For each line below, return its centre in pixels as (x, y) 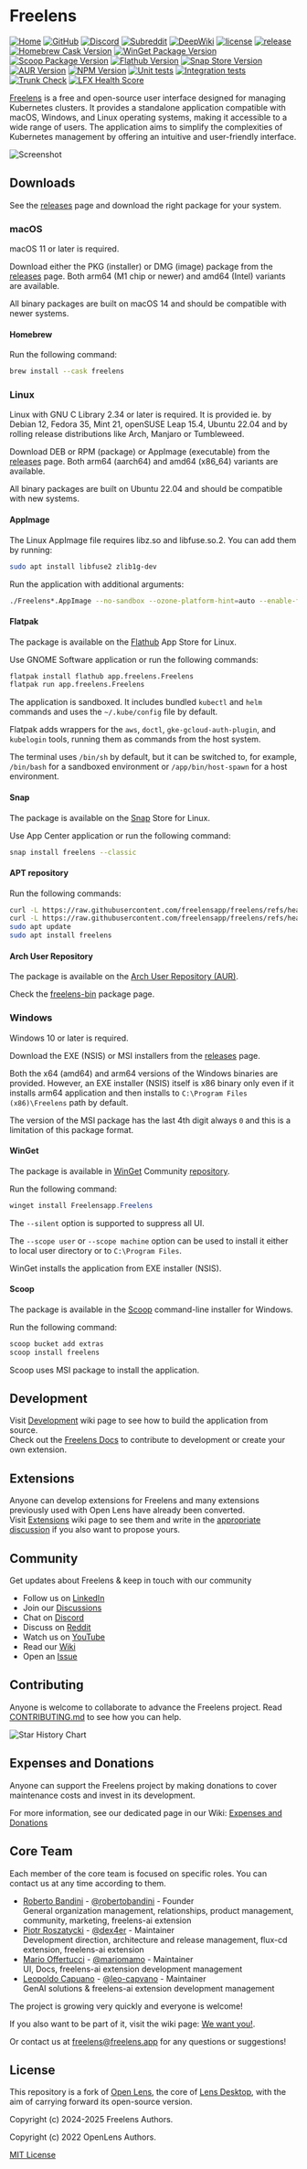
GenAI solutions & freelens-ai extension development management (148, 1988)
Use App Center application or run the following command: (120, 835)
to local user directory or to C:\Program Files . (96, 1250)
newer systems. (39, 314)
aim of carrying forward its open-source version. (101, 2102)
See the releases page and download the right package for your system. (145, 205)
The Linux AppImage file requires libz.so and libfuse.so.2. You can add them (153, 540)
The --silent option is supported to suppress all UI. (107, 1223)
